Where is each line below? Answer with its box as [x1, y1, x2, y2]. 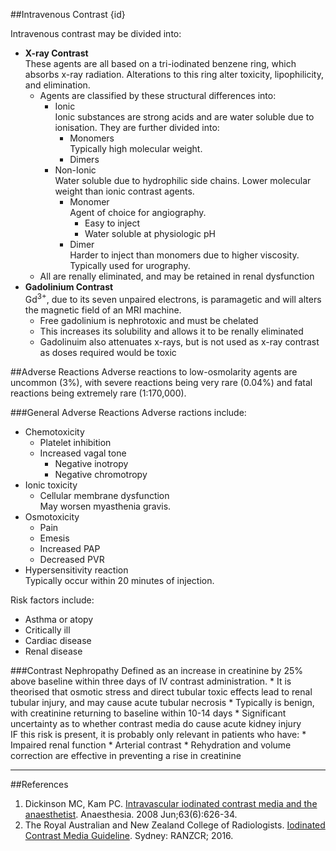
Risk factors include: [10, 594, 95, 606]
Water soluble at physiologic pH [84, 228, 216, 239]
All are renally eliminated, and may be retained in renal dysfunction [39, 270, 315, 282]
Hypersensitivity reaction [24, 564, 129, 576]
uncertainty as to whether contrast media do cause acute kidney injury [10, 717, 302, 729]
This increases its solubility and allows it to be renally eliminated [39, 325, 304, 337]
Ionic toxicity [24, 479, 78, 491]
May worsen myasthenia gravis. [39, 500, 172, 512]
